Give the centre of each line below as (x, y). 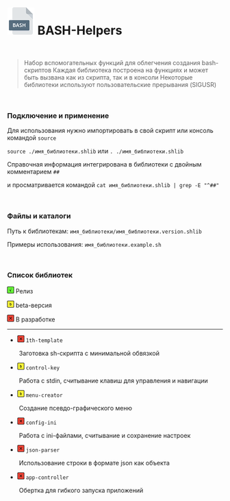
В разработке (35, 319)
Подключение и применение (58, 115)
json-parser (43, 450)
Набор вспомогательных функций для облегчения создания (112, 62)
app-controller (47, 477)
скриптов (38, 70)
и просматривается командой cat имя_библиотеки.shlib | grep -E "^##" (113, 185)
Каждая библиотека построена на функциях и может (130, 70)
